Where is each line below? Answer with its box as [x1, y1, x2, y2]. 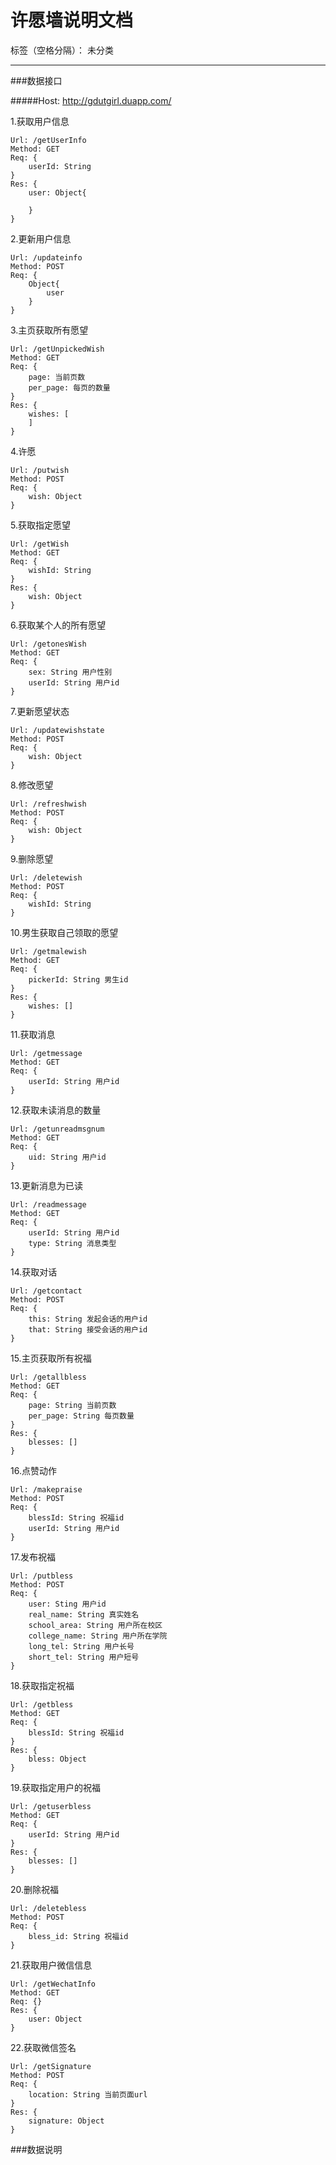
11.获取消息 [10, 1028, 56, 1040]
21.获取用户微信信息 [10, 1959, 93, 1971]
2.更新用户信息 [10, 232, 72, 245]
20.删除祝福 [10, 1883, 60, 1895]
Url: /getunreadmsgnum [10, 1124, 105, 1134]
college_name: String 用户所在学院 [28, 1631, 168, 1641]
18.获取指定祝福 [10, 1679, 75, 1691]
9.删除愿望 [10, 852, 54, 865]
